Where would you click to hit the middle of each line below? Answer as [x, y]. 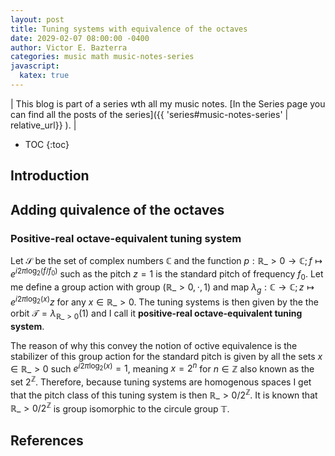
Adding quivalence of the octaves [117, 209]
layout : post [37, 19]
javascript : [35, 66]
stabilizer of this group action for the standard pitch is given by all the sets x [166, 356]
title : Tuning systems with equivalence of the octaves [129, 29]
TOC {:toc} [47, 144]
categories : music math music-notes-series [102, 57]
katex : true [44, 76]
